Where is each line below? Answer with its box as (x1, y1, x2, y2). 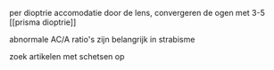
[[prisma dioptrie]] (9, 17, 77, 27)
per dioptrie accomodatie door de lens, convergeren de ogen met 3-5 (9, 8, 265, 18)
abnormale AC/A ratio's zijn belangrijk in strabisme (9, 35, 195, 44)
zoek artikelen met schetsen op (9, 51, 125, 61)
